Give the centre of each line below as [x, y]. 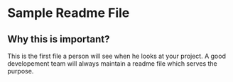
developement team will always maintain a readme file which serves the [113, 64]
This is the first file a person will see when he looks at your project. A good [116, 56]
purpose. [21, 71]
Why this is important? [59, 39]
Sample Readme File [69, 13]
